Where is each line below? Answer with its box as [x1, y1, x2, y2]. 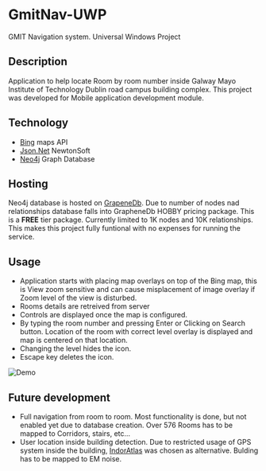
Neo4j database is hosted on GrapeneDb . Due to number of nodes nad [8, 198, 240, 208]
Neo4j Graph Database [19, 154, 95, 164]
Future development [8, 391, 111, 404]
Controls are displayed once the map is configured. [19, 310, 188, 320]
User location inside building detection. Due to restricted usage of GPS [19, 438, 252, 446]
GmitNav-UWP [8, 6, 107, 24]
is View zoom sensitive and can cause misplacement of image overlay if [19, 285, 256, 294]
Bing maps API [19, 137, 68, 146]
